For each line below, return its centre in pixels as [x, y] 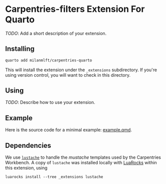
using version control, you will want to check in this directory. [68, 75]
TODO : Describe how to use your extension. [50, 102]
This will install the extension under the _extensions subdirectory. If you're [81, 70]
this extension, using [26, 168]
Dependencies [28, 145]
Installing [20, 49]
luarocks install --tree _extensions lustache [54, 177]
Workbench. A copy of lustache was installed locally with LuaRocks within [81, 163]
